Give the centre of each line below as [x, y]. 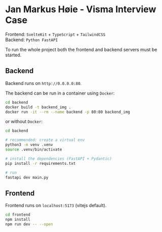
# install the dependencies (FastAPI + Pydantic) [59, 159]
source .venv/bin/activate [34, 150]
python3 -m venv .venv [29, 145]
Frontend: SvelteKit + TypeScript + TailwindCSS [55, 34]
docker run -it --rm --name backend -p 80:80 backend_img [68, 112]
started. [13, 55]
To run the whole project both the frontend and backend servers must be [81, 49]
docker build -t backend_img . [38, 107]
